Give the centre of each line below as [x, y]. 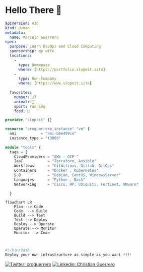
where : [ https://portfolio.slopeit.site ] [62, 69]
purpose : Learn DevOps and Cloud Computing [55, 47]
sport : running [30, 106]
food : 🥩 [22, 111]
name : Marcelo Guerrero [34, 37]
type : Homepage [34, 65]
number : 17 [25, 97]
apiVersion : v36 [22, 23]
